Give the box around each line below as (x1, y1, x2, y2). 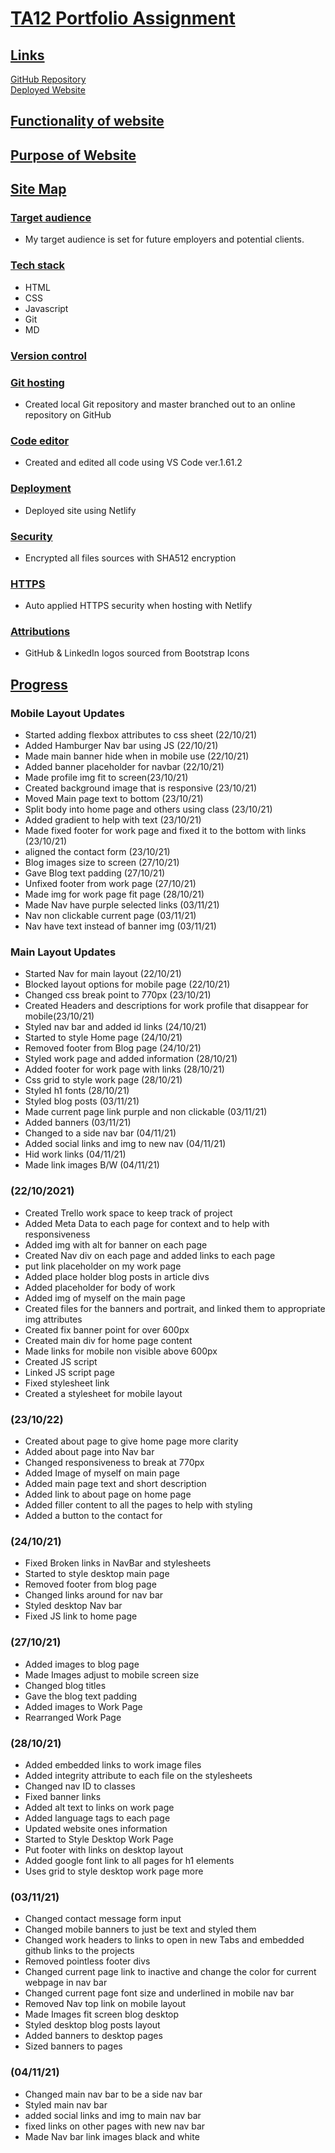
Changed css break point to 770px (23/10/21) (24, 989, 212, 1001)
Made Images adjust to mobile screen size (24, 1668, 200, 1681)
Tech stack (10, 258, 65, 272)
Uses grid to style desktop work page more (24, 1865, 204, 1877)
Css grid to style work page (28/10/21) (24, 1074, 183, 1086)
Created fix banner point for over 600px (24, 1323, 190, 1336)
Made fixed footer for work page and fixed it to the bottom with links (24, 825, 307, 837)
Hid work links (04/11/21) (24, 1148, 127, 1161)
